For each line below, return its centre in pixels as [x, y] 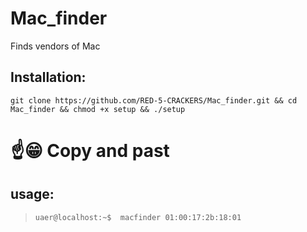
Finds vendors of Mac [55, 46]
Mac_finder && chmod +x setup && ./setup [98, 109]
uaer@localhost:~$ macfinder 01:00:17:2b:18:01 [138, 217]
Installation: [48, 77]
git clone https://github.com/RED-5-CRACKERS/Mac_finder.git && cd [154, 100]
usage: [32, 194]
